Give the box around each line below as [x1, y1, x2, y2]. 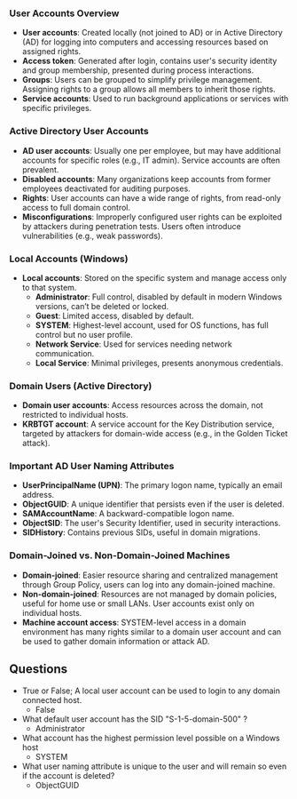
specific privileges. [21, 103, 92, 114]
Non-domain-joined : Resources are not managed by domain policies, [21, 588, 277, 599]
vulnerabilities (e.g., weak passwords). [21, 230, 163, 241]
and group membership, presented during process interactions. [21, 65, 254, 76]
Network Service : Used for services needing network [35, 339, 232, 349]
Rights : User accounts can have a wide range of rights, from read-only [21, 192, 282, 203]
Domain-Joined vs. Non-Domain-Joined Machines [9, 549, 231, 562]
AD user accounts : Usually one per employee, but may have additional [21, 145, 281, 156]
